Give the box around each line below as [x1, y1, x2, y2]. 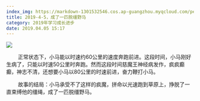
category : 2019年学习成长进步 [6, 20, 75, 26]
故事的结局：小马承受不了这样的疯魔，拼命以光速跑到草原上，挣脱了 [17, 81, 185, 88]
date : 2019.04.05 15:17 [6, 25, 65, 31]
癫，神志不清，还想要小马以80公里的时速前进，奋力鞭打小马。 [6, 68, 159, 75]
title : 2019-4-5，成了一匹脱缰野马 [6, 14, 86, 20]
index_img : [6, 8, 33, 15]
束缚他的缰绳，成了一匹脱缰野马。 [11, 89, 95, 96]
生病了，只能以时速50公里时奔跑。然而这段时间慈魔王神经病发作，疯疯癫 [6, 61, 185, 68]
